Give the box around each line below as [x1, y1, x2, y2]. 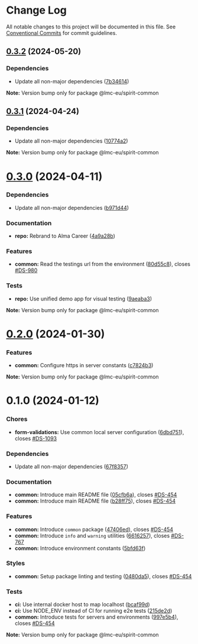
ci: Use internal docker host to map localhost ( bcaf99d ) [14, 601, 150, 608]
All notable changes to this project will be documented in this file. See [6, 23, 176, 30]
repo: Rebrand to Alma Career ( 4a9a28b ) [14, 232, 115, 240]
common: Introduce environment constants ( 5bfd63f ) [14, 545, 146, 552]
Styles [6, 559, 25, 568]
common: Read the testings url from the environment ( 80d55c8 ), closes [14, 261, 191, 268]
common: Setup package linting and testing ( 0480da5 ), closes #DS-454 [14, 572, 192, 580]
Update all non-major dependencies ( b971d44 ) [14, 204, 129, 211]
